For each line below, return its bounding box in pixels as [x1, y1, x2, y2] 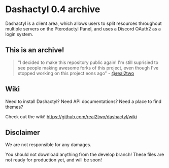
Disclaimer [5, 128, 40, 137]
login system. [5, 31, 33, 37]
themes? [5, 104, 23, 110]
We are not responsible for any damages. [5, 142, 91, 148]
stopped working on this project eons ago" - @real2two [17, 70, 134, 76]
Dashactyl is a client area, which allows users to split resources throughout [5, 20, 162, 26]
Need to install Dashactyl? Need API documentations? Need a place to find [5, 98, 161, 105]
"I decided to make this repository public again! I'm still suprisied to [17, 59, 159, 65]
